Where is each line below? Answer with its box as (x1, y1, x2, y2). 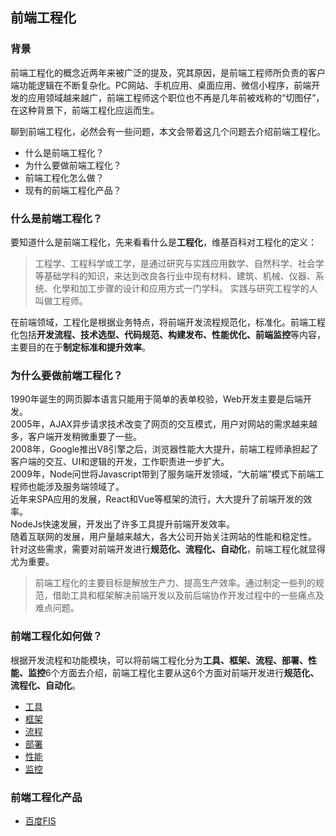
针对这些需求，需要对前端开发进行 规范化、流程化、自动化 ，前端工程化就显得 (10, 543, 326, 555)
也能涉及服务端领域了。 (27, 481, 125, 493)
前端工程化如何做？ (10, 629, 103, 643)
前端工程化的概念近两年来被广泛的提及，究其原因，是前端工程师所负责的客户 (10, 66, 326, 78)
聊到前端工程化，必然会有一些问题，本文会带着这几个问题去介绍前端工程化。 (10, 125, 326, 137)
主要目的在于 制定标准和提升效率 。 (10, 341, 151, 353)
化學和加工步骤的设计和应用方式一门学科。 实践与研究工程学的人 (52, 282, 318, 294)
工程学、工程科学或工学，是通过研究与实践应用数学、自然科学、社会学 (34, 257, 325, 269)
